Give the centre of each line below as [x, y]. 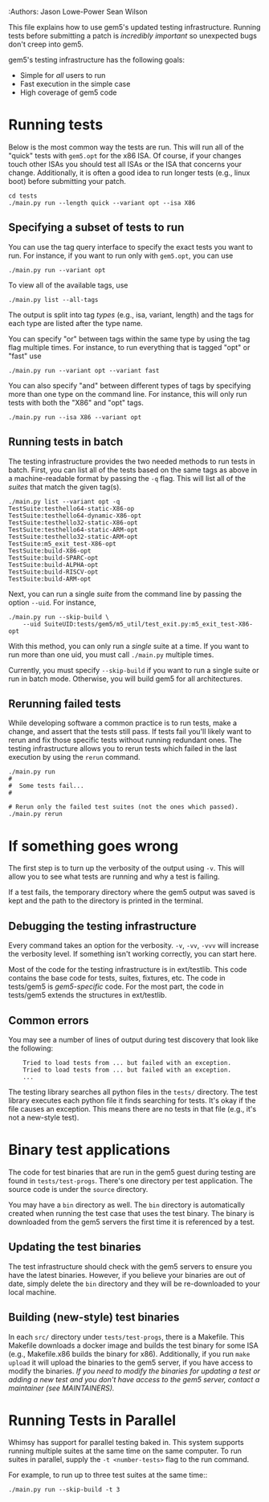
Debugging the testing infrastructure [102, 926]
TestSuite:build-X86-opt [50, 551]
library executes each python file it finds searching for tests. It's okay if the [132, 1100]
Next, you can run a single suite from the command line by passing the [125, 594]
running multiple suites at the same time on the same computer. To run [125, 1451]
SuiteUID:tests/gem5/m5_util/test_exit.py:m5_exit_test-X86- [148, 624]
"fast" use [25, 356]
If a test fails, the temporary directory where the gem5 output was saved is [132, 892]
